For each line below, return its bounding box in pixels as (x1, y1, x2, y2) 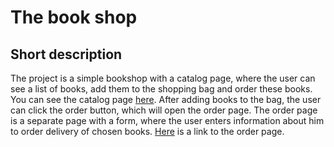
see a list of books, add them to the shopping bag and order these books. (10, 83, 313, 95)
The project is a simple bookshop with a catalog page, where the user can (10, 72, 316, 84)
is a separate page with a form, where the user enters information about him (10, 115, 325, 126)
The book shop (10, 6, 138, 29)
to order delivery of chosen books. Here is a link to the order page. (10, 126, 285, 137)
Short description (10, 46, 123, 63)
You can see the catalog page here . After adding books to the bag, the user (10, 94, 322, 105)
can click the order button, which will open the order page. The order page (10, 104, 318, 116)
